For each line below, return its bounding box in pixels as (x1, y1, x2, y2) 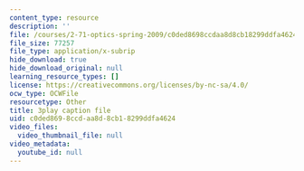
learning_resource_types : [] (9, 72, 119, 81)
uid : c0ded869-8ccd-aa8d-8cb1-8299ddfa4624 (9, 114, 176, 123)
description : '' (9, 22, 71, 31)
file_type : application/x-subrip (9, 47, 136, 56)
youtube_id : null (17, 147, 83, 157)
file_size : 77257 (9, 38, 75, 48)
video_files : (9, 123, 59, 132)
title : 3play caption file (9, 106, 111, 115)
